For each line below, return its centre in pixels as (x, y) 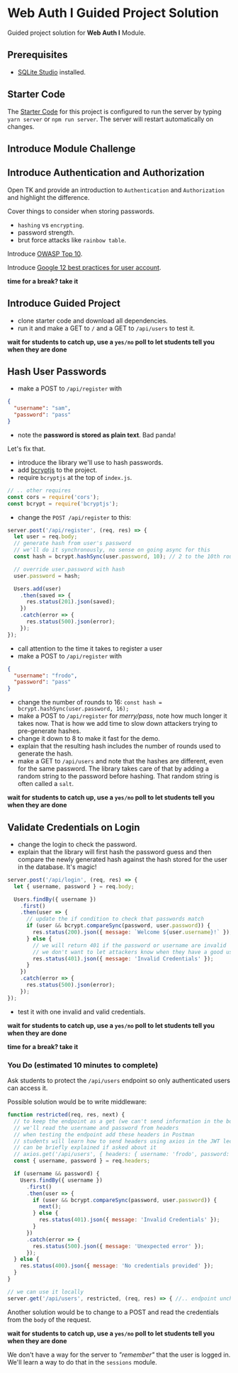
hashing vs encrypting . (51, 225)
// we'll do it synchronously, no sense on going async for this (112, 550)
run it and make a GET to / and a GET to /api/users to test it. (106, 328)
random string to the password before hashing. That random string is (118, 776)
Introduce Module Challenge (72, 148)
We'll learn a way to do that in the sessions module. (82, 1362)
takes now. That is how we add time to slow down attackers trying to (118, 724)
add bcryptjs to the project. (57, 470)
